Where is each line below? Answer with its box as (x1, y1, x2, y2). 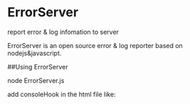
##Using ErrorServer (7, 62, 68, 71)
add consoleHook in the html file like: (7, 90, 116, 98)
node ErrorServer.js (7, 76, 65, 85)
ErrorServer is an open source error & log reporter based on (7, 41, 183, 50)
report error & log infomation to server (7, 28, 120, 36)
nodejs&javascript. (7, 49, 62, 57)
